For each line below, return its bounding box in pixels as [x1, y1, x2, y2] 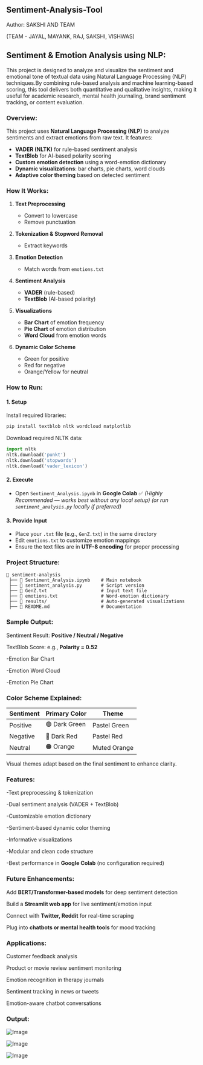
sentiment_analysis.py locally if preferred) [14, 502, 122, 510]
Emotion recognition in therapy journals [6, 976, 105, 983]
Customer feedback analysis [6, 952, 77, 960]
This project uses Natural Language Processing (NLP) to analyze [6, 127, 170, 135]
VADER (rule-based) [24, 289, 76, 296]
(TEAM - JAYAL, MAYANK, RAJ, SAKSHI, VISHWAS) [6, 33, 135, 40]
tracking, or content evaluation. [6, 98, 85, 105]
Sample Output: [6, 618, 54, 626]
